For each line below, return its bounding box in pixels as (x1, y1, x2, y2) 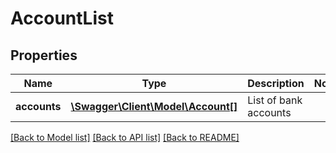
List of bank (247, 93, 303, 107)
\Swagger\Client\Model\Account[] (70, 100, 238, 113)
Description (247, 77, 305, 90)
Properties (10, 47, 78, 64)
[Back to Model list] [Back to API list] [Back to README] (10, 132, 240, 143)
